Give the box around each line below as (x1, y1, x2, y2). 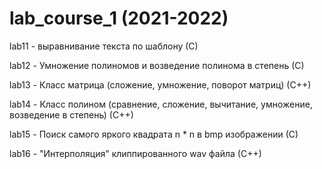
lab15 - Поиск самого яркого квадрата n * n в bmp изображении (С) (9, 128, 299, 140)
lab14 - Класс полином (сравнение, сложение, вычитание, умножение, (9, 98, 313, 110)
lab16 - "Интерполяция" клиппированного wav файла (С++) (9, 147, 262, 159)
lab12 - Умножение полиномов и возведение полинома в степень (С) (9, 59, 305, 71)
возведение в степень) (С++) (9, 108, 134, 121)
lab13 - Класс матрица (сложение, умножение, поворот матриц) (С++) (9, 78, 312, 91)
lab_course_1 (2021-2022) (9, 7, 229, 30)
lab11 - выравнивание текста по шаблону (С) (9, 40, 199, 52)
